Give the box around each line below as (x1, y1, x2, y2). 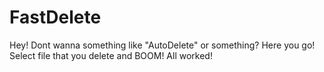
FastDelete (9, 6, 102, 29)
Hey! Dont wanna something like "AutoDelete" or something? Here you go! (9, 39, 316, 51)
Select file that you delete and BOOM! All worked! (9, 49, 213, 61)
